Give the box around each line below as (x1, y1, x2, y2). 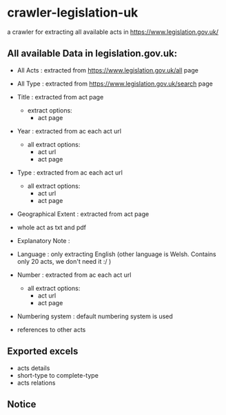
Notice (7, 398, 37, 410)
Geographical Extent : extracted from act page (17, 209, 150, 218)
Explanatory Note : (17, 236, 70, 244)
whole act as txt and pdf (17, 223, 86, 231)
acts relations (17, 378, 56, 387)
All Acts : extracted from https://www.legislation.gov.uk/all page (17, 66, 198, 74)
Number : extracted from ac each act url (17, 271, 132, 279)
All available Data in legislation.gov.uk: (7, 48, 178, 59)
